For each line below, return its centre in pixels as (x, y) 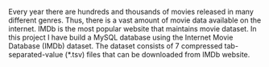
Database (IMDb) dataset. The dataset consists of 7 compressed (116, 46)
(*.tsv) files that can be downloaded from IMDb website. (157, 54)
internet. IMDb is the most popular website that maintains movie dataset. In (132, 29)
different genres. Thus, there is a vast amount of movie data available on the (135, 20)
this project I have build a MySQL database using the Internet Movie (121, 37)
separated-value (36, 54)
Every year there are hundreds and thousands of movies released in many (131, 12)
